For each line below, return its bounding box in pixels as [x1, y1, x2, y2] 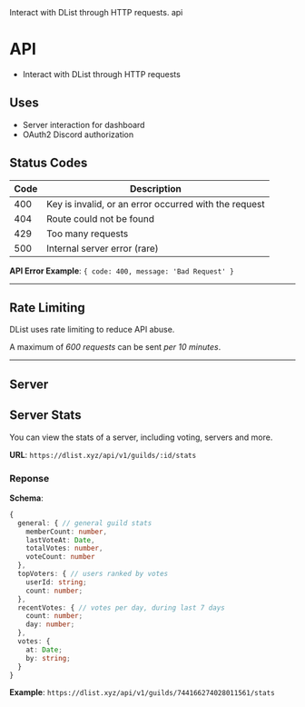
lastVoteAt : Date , [25, 535, 95, 544]
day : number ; [25, 620, 75, 629]
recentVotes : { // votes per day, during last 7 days [17, 602, 225, 612]
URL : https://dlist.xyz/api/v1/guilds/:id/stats [9, 449, 197, 460]
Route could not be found [46, 212, 155, 224]
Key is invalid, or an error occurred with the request [46, 197, 265, 210]
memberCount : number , [25, 527, 107, 536]
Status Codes [9, 155, 88, 171]
